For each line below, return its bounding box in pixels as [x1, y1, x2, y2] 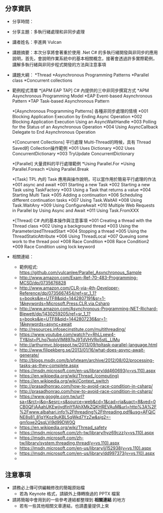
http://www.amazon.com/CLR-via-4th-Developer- [19, 285, 120, 291]
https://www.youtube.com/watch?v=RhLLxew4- [19, 331, 116, 337]
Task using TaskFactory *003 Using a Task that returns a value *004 [12, 187, 151, 193]
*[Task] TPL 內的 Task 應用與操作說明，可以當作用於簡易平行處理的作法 [12, 176, 157, 182]
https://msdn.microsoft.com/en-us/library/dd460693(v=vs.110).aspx [19, 368, 156, 373]
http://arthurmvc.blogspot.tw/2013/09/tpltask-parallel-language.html [19, 342, 158, 348]
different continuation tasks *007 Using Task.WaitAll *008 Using [12, 197, 142, 203]
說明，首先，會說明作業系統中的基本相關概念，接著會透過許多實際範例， [12, 55, 157, 61]
